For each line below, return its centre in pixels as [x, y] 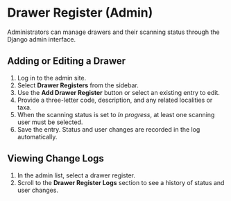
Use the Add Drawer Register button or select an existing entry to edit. [119, 92]
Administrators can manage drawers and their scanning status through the [113, 32]
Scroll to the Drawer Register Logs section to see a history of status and [121, 182]
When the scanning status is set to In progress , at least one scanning [116, 114]
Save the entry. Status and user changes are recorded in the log [109, 129]
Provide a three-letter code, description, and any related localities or [115, 100]
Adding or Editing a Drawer [67, 61]
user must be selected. [50, 122]
